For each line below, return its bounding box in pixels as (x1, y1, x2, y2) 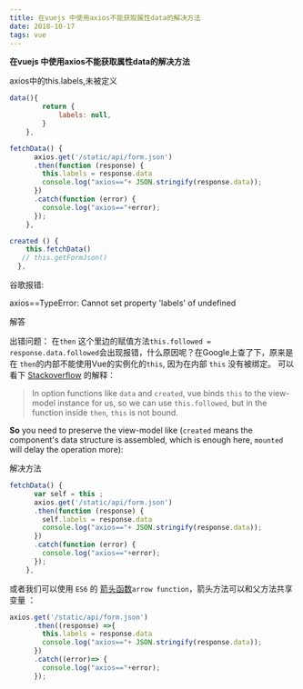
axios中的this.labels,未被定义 (9, 75, 118, 86)
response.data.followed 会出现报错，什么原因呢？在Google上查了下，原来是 (9, 347, 294, 357)
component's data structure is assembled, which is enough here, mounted (9, 434, 284, 445)
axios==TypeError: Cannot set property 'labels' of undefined (9, 297, 237, 308)
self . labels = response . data (42, 514, 153, 524)
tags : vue (9, 30, 47, 39)
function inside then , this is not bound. (31, 407, 179, 418)
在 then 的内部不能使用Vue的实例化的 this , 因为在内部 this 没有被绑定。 (9, 358, 276, 369)
